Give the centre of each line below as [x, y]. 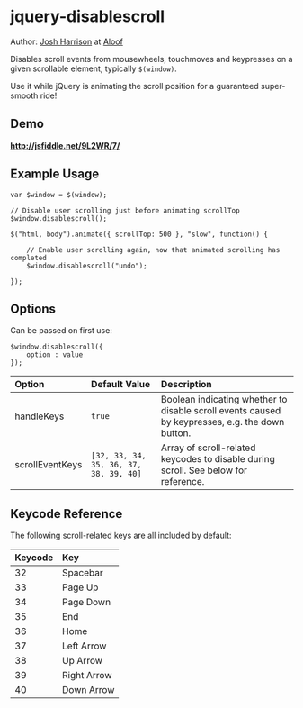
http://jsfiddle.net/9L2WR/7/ [65, 145]
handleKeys [40, 416]
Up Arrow [82, 661]
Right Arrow [87, 676]
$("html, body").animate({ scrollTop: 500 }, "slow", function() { [139, 234]
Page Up [80, 587]
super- [273, 86]
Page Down [87, 603]
